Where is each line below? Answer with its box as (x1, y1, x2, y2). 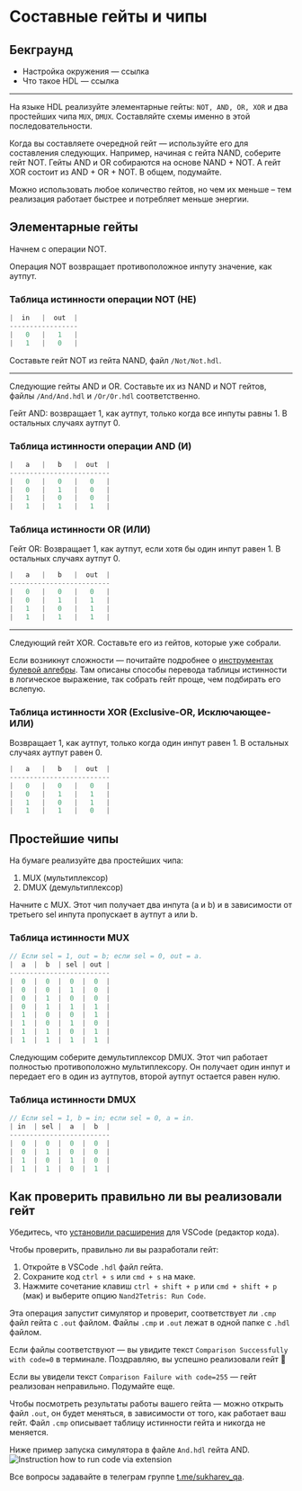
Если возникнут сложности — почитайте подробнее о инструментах (9, 654, 274, 665)
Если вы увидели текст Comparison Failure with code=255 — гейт (9, 1371, 257, 1382)
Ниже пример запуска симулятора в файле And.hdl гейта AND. (9, 1444, 250, 1455)
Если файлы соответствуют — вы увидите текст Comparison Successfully (9, 1344, 289, 1355)
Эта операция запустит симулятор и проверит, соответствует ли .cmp (9, 1307, 277, 1319)
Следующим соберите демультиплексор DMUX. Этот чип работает (9, 1051, 268, 1063)
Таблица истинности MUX (9, 931, 130, 944)
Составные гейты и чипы (9, 6, 208, 27)
